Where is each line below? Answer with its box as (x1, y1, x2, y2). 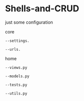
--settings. (5, 38, 29, 43)
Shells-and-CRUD (5, 3, 80, 14)
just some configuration (5, 19, 53, 25)
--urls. (5, 47, 21, 52)
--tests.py (5, 82, 28, 87)
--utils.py (5, 91, 28, 96)
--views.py (5, 65, 28, 70)
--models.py (5, 73, 29, 79)
